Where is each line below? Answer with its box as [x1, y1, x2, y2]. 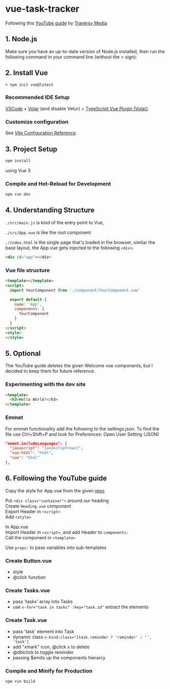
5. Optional [5, 349, 41, 358]
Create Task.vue [5, 616, 47, 624]
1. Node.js [5, 35, 37, 43]
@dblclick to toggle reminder [12, 649, 74, 655]
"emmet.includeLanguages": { [5, 441, 67, 446]
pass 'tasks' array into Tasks [12, 599, 73, 605]
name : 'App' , [14, 302, 42, 307]
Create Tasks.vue [5, 587, 50, 594]
